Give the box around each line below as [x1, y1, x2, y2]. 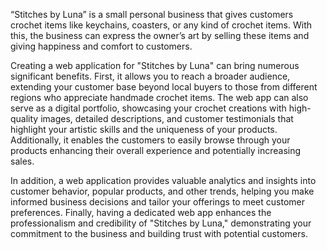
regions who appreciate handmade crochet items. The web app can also [10, 92, 309, 103]
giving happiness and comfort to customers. [10, 40, 193, 52]
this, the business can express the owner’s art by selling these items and [10, 30, 310, 41]
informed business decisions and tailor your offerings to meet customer [10, 196, 305, 208]
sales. [10, 155, 35, 167]
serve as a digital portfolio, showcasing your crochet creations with [10, 102, 287, 114]
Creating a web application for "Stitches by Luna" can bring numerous [10, 60, 300, 71]
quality [10, 113, 39, 124]
